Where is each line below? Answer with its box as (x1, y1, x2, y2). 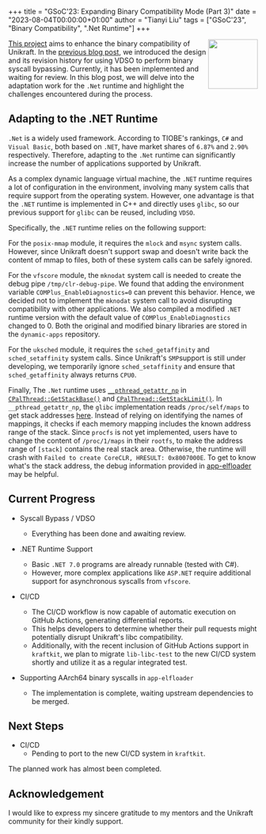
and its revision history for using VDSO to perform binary (8, 55, 194, 65)
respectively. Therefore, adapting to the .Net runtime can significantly (8, 150, 236, 159)
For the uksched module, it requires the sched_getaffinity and (8, 345, 210, 354)
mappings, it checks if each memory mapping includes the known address (8, 419, 252, 428)
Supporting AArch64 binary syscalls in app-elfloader (19, 672, 194, 682)
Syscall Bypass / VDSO (19, 513, 96, 523)
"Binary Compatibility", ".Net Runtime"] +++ (8, 24, 150, 32)
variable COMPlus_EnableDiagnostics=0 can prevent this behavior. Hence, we (8, 287, 256, 296)
